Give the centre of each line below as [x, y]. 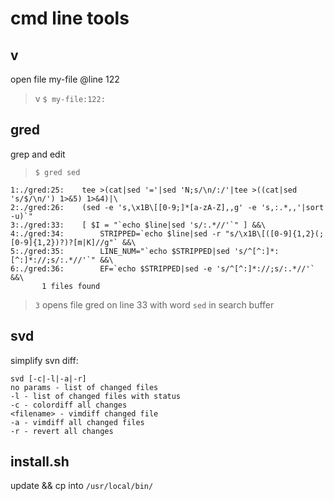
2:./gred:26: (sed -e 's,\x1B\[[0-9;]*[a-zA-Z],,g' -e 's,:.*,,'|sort [167, 207]
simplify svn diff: [44, 360]
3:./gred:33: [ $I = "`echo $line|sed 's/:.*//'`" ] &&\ [138, 225]
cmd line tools [70, 18]
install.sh [40, 462]
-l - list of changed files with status [96, 396]
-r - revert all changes [62, 431]
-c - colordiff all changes [69, 405]
